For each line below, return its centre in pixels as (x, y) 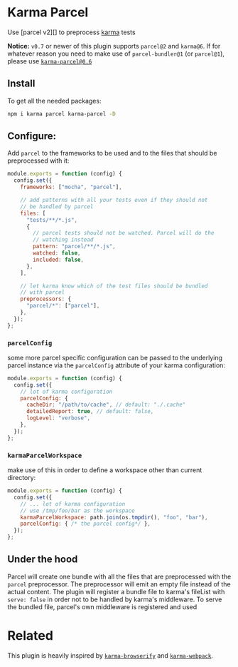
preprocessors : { (46, 299)
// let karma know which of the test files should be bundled (114, 286)
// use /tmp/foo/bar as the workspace (77, 511)
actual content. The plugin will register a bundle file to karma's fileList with (116, 591)
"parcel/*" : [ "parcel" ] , (63, 306)
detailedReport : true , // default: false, (90, 412)
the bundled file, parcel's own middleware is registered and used (102, 606)
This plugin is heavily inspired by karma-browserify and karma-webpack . (110, 655)
